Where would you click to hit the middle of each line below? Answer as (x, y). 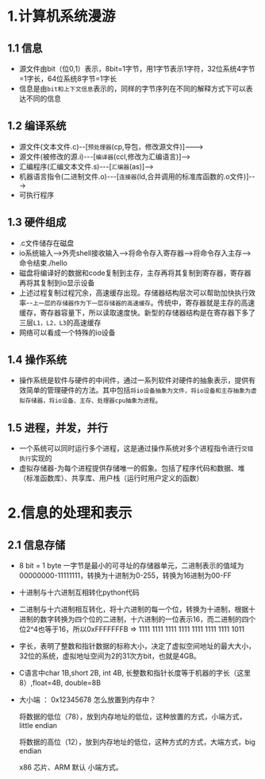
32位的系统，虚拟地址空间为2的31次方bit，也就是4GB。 (110, 656)
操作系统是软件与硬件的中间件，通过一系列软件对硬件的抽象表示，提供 (134, 380)
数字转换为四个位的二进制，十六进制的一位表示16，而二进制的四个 (148, 619)
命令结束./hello (43, 262)
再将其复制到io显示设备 (57, 282)
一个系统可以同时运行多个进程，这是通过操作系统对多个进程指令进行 (130, 448)
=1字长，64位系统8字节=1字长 (68, 79)
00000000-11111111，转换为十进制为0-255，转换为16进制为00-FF (125, 576)
